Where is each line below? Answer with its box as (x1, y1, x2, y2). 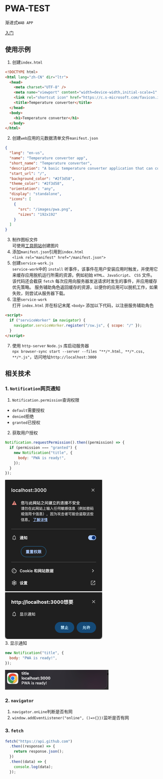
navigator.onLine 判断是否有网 (12, 709, 73, 714)
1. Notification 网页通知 (5, 385, 61, 392)
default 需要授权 (12, 407, 45, 413)
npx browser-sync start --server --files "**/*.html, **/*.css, (12, 349, 145, 354)
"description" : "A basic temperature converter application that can (9, 166, 153, 171)
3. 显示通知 (5, 640, 28, 646)
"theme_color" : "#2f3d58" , (9, 181, 64, 186)
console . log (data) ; (14, 764, 53, 769)
